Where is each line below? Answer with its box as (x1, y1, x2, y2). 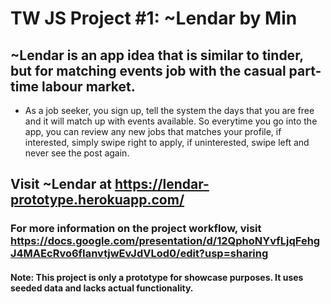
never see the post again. (24, 147, 130, 159)
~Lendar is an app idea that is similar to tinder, (10, 47, 304, 64)
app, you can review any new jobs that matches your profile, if (24, 126, 282, 137)
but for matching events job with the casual (10, 62, 287, 79)
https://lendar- (114, 176, 210, 193)
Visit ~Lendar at (10, 176, 113, 193)
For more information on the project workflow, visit (10, 222, 262, 236)
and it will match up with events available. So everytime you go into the (24, 115, 318, 127)
